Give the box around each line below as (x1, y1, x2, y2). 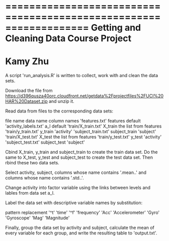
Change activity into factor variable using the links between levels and (5, 185, 151, 191)
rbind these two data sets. (5, 160, 59, 166)
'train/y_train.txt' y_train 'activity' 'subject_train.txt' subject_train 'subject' (5, 129, 156, 135)
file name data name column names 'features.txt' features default (5, 118, 141, 124)
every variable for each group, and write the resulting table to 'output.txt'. (5, 230, 157, 236)
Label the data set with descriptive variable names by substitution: (5, 200, 143, 206)
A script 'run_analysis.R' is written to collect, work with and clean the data (5, 73, 158, 79)
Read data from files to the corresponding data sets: (5, 108, 114, 114)
